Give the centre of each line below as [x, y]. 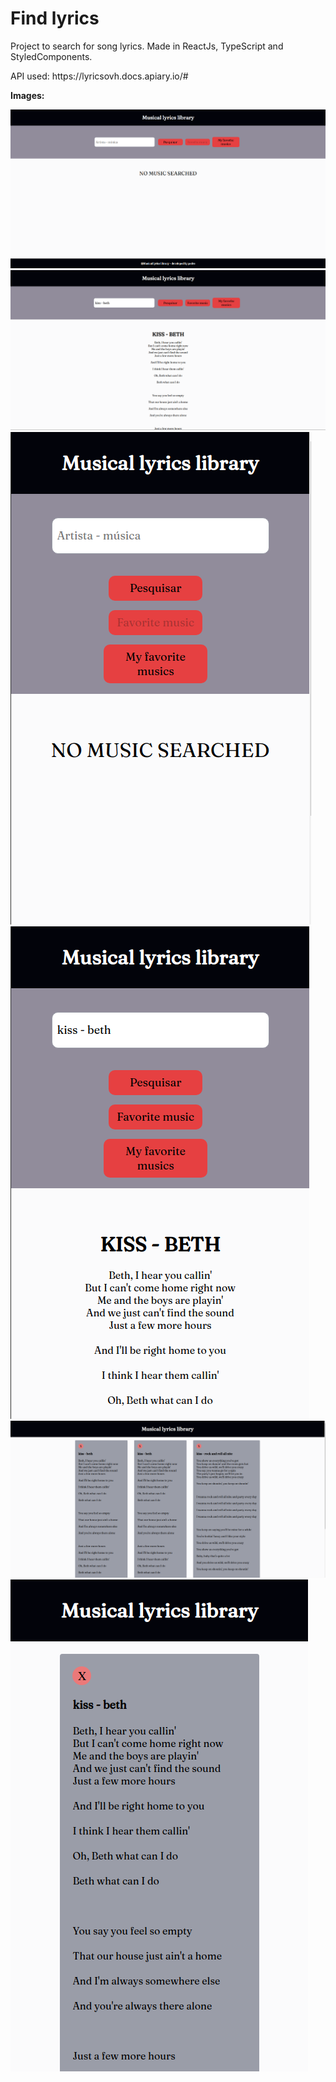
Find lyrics [55, 18]
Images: [27, 95]
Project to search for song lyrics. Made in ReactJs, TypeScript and [147, 46]
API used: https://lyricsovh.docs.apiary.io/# [99, 76]
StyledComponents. [51, 56]
